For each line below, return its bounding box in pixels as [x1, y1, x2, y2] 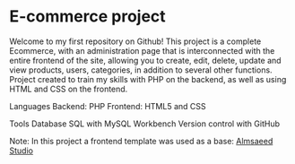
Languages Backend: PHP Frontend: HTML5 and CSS [9, 100, 206, 111]
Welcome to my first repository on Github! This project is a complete [9, 36, 262, 47]
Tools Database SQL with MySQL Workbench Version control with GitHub [9, 118, 281, 129]
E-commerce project [9, 6, 166, 27]
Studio [9, 145, 34, 156]
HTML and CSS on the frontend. [9, 83, 128, 94]
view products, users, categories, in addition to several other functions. [9, 65, 273, 75]
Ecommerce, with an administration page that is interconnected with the [9, 45, 275, 56]
